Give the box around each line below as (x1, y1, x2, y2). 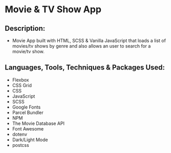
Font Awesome (12, 125, 44, 132)
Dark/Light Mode (12, 137, 48, 143)
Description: (5, 24, 46, 33)
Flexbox (12, 77, 29, 83)
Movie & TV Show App (5, 4, 102, 15)
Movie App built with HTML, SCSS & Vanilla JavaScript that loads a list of (12, 37, 166, 43)
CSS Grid (12, 82, 32, 88)
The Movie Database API (12, 120, 65, 126)
